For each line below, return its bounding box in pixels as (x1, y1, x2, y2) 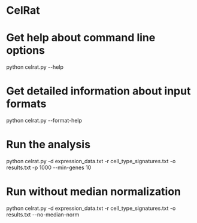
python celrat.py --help (6, 63, 64, 71)
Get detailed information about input (6, 84, 191, 98)
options (6, 44, 45, 57)
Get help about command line (6, 31, 156, 45)
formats (6, 97, 47, 111)
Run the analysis (6, 138, 91, 151)
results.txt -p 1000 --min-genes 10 (6, 164, 92, 171)
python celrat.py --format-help (6, 117, 83, 124)
